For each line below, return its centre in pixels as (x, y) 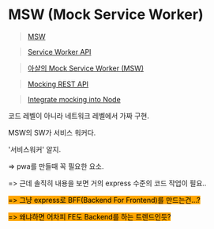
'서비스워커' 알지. (35, 149)
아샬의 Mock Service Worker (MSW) (86, 68)
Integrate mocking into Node (74, 99)
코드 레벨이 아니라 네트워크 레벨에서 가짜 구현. (79, 116)
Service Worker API (59, 52)
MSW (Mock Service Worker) (106, 15)
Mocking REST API (58, 84)
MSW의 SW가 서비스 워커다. (52, 132)
